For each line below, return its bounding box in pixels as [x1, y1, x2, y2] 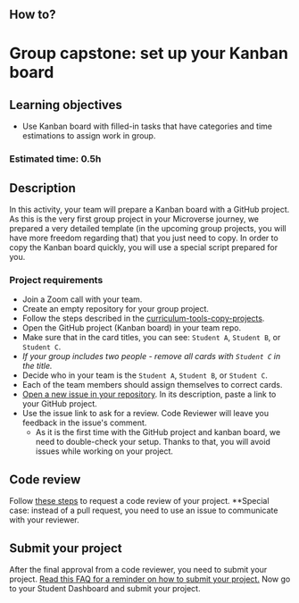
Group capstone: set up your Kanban [9, 43, 288, 63]
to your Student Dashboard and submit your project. [9, 583, 201, 594]
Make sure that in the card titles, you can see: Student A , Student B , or [21, 332, 281, 343]
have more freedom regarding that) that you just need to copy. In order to [9, 232, 278, 244]
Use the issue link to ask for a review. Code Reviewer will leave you [21, 408, 270, 419]
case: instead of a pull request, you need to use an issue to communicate [9, 505, 278, 516]
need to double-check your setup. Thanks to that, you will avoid [35, 437, 270, 448]
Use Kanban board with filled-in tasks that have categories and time [21, 121, 272, 132]
